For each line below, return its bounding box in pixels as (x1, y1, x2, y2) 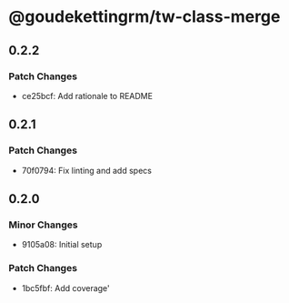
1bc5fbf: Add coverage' (21, 282, 110, 293)
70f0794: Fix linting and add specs (21, 165, 152, 176)
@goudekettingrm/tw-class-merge (8, 6, 281, 27)
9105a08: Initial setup (21, 239, 103, 250)
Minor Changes (8, 218, 78, 231)
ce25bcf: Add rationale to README (21, 90, 154, 101)
